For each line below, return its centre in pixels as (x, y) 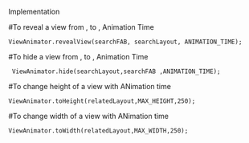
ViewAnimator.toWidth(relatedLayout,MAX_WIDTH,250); (98, 131)
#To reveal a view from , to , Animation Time (81, 27)
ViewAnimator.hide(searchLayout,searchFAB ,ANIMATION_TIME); (116, 71)
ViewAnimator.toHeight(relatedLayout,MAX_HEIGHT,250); (102, 101)
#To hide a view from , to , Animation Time (78, 57)
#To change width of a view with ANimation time (88, 116)
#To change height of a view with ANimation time (90, 86)
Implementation (34, 12)
